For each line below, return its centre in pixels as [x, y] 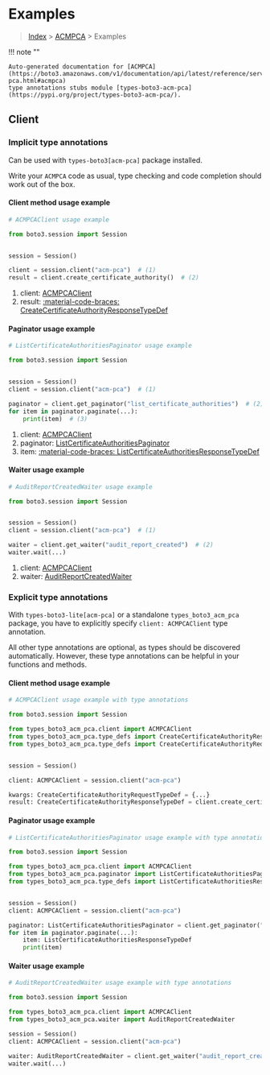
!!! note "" [24, 52]
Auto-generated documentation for [66, 66]
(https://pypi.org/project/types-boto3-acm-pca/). [95, 95]
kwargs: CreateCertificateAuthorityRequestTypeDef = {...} [109, 795]
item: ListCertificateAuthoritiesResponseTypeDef [108, 940]
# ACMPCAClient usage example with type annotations [98, 700]
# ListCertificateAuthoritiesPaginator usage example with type [118, 837]
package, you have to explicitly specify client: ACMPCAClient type [118, 623]
